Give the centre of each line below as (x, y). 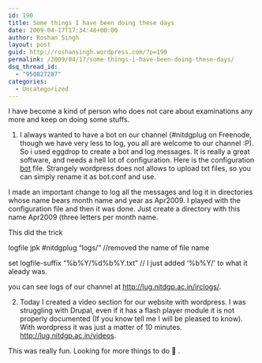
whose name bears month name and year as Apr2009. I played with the (124, 200)
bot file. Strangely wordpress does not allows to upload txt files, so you (135, 168)
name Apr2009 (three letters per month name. (83, 217)
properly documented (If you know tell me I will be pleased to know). (131, 319)
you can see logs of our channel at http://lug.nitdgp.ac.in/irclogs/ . (115, 287)
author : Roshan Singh (44, 37)
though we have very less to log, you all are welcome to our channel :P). (137, 144)
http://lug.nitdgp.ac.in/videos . (68, 335)
